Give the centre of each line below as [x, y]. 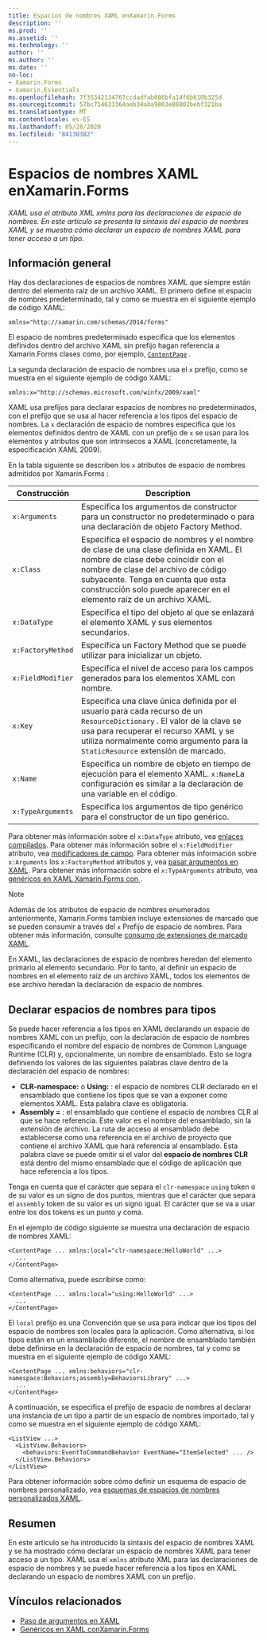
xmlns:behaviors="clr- [106, 1371]
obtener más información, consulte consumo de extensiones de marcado [128, 935]
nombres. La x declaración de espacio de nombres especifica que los [122, 424]
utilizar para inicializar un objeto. [141, 655]
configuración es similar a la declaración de [162, 784]
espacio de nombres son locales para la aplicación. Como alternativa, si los [132, 1332]
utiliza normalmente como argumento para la [164, 741]
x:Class [27, 570]
